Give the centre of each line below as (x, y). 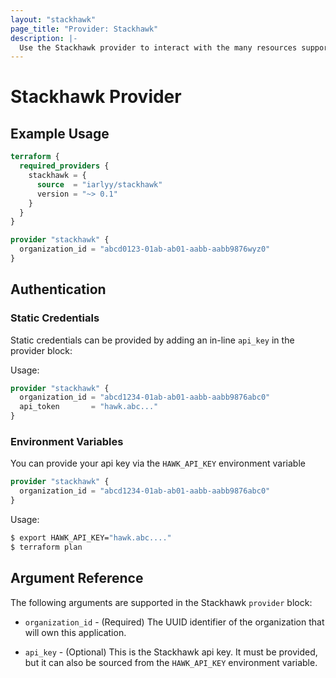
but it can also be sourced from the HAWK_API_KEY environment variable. (171, 662)
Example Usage (60, 133)
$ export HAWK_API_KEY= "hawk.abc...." (91, 537)
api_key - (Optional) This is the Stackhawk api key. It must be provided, (171, 652)
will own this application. (75, 632)
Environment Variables (67, 441)
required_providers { (64, 166)
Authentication (58, 289)
